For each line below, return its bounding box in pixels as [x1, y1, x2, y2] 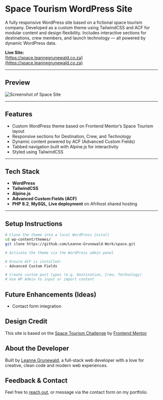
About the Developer [5, 344, 69, 353]
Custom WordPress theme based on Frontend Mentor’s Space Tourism [12, 123, 154, 129]
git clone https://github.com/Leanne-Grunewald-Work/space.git [5, 242, 136, 246]
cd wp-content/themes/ [5, 237, 51, 242]
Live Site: [5, 50, 24, 55]
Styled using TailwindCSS [12, 149, 64, 155]
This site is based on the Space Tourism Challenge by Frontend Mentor [5, 330, 147, 336]
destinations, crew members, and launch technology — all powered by [5, 35, 146, 41]
